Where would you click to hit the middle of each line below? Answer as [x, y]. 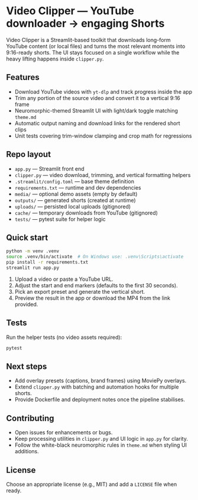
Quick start [27, 237]
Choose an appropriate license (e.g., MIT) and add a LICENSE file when [92, 484]
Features [23, 77]
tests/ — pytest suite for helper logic [60, 219]
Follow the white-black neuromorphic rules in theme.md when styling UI [101, 445]
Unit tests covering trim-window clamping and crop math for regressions [103, 136]
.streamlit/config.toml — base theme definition [74, 181]
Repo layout [29, 154]
